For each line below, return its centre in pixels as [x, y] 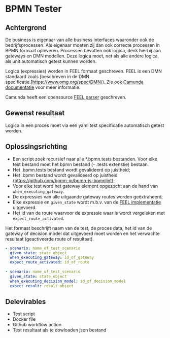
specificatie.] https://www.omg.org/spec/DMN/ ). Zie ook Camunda [74, 82]
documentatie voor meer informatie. [43, 87]
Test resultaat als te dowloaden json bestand [59, 330]
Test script [24, 314]
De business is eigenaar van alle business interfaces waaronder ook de [80, 40]
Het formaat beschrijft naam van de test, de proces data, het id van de [79, 228]
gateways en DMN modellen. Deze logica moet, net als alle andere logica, [82, 56]
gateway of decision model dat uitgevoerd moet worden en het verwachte [82, 233]
